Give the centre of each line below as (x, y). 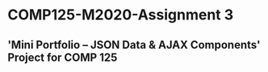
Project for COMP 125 (63, 57)
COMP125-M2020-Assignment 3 (121, 15)
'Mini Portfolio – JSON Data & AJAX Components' (134, 45)
